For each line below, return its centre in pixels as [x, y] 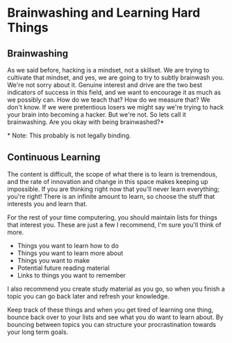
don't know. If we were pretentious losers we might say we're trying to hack [116, 107]
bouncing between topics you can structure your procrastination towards [112, 324]
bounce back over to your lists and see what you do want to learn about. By [115, 317]
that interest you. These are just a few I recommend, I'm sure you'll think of [114, 224]
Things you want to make [53, 260]
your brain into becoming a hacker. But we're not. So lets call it [97, 114]
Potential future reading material [63, 268]
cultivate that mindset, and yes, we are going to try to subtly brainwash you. [116, 77]
